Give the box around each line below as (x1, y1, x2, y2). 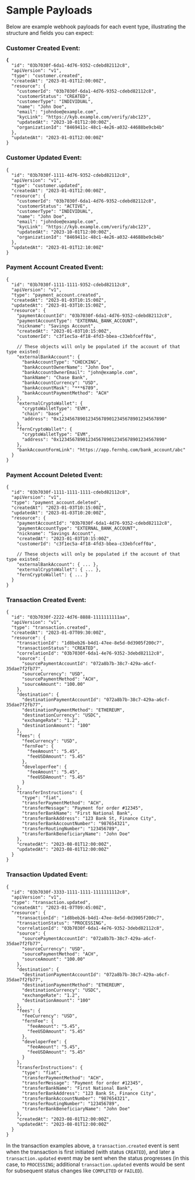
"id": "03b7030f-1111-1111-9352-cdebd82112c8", (11, 281, 131, 288)
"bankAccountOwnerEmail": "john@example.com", (21, 369, 138, 375)
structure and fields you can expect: (6, 29, 94, 36)
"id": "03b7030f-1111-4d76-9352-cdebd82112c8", (11, 172, 131, 178)
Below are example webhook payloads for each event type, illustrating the (6, 23, 186, 30)
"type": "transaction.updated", (11, 899, 91, 905)
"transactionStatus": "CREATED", (16, 645, 99, 652)
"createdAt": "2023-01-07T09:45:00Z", (11, 905, 107, 911)
